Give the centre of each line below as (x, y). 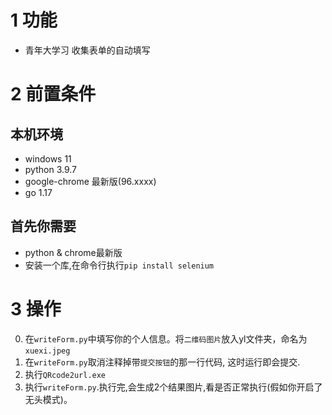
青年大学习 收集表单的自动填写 (87, 50)
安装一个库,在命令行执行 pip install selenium (119, 265)
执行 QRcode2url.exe (65, 374)
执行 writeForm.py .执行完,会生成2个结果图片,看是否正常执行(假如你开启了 (173, 387)
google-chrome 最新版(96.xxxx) (90, 181)
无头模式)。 (48, 399)
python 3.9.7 (50, 169)
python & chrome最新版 (73, 252)
